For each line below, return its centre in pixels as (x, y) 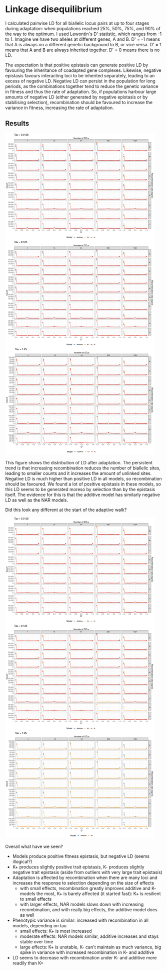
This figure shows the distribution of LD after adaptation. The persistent (79, 462)
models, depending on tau (39, 925)
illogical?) (22, 861)
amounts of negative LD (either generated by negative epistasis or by (76, 97)
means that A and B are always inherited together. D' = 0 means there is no (82, 50)
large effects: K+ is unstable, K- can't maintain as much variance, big (90, 947)
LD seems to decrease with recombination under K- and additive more (84, 957)
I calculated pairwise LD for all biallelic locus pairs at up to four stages (77, 23)
